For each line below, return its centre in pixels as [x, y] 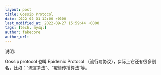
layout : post [18, 9]
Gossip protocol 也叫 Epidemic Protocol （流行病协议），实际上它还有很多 [79, 61]
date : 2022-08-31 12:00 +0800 [36, 19]
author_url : [17, 37]
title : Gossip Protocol [29, 14]
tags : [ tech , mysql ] [26, 28]
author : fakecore [23, 32]
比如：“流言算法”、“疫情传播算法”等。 [51, 67]
